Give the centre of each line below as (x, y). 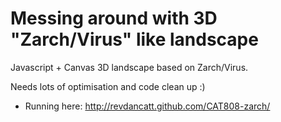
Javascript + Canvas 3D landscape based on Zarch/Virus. (129, 67)
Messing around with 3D (114, 18)
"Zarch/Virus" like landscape (134, 39)
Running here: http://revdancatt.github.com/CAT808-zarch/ (147, 106)
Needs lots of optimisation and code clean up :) (108, 86)
